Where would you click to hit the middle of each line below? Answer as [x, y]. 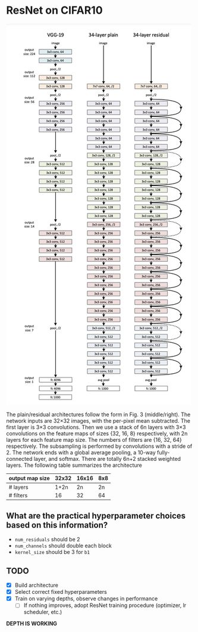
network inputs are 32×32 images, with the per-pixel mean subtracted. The [98, 420]
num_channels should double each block [63, 546]
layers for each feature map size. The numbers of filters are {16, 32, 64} [94, 439]
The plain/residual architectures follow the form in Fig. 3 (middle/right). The [98, 414]
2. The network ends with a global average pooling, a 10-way [81, 452]
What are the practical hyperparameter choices [96, 515]
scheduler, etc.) [43, 612]
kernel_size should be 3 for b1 [52, 552]
